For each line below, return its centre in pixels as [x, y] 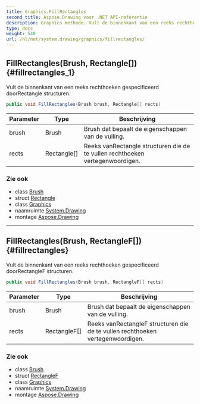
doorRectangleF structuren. [40, 271]
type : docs [20, 28]
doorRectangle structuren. [38, 93]
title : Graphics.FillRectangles [46, 12]
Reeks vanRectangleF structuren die [138, 324]
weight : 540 [21, 34]
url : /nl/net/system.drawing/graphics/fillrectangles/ [76, 39]
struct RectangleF [36, 375]
